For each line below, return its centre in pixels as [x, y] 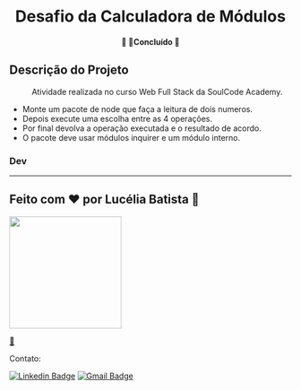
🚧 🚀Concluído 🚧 [150, 41]
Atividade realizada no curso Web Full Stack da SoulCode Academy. [157, 91]
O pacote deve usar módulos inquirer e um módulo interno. [131, 137]
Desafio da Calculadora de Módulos [150, 17]
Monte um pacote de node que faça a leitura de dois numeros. [138, 108]
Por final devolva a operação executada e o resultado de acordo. [142, 128]
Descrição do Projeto [69, 70]
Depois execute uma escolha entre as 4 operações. [117, 118]
